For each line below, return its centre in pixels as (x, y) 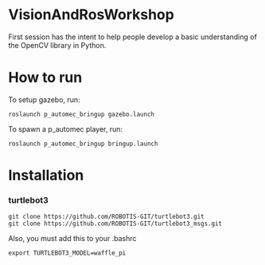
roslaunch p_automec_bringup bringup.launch (83, 144)
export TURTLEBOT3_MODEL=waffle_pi (67, 253)
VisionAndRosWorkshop (92, 15)
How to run (45, 78)
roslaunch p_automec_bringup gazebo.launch (82, 114)
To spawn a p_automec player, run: (66, 129)
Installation (46, 175)
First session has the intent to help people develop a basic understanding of (132, 37)
